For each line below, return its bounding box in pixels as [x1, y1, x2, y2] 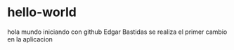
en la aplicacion [7, 35, 53, 43]
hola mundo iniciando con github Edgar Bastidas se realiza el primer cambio [7, 27, 228, 36]
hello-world [7, 4, 77, 20]
